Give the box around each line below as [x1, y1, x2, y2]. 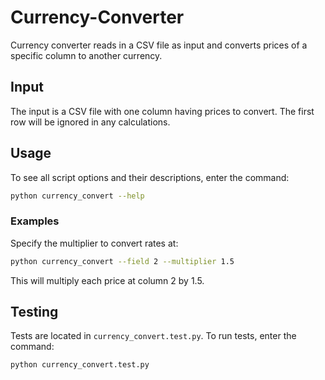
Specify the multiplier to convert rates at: [10, 237, 179, 249]
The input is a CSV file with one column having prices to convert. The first [10, 105, 315, 117]
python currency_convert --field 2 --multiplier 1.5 [10, 256, 235, 266]
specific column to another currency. [10, 49, 163, 61]
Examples [10, 214, 60, 228]
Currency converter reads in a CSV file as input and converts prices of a [10, 39, 308, 51]
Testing [10, 304, 59, 320]
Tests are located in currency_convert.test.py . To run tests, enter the [10, 330, 297, 342]
